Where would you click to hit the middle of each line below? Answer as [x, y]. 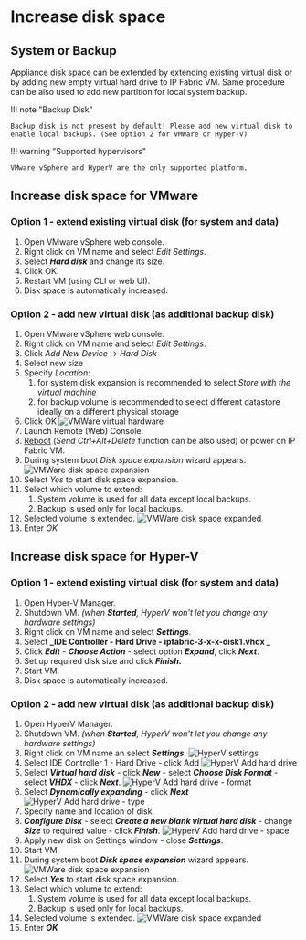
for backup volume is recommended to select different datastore [158, 401]
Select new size [53, 363]
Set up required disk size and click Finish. [102, 660]
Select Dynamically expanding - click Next [106, 791]
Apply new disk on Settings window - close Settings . [123, 840]
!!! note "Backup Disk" [52, 110]
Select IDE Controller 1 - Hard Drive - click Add [111, 762]
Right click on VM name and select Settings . [107, 631]
